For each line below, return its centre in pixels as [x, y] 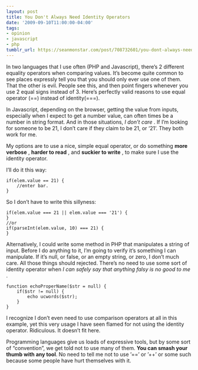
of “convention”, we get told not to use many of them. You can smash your [97, 348]
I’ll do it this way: [27, 170]
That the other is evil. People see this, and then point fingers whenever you [97, 85]
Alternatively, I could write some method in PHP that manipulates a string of [98, 244]
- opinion [18, 34]
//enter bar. [33, 186]
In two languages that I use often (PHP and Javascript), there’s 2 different [95, 67]
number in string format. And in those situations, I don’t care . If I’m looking [97, 122]
